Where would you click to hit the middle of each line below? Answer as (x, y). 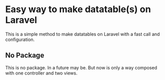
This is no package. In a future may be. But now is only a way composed (81, 67)
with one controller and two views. (42, 73)
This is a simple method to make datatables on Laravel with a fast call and (83, 34)
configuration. (20, 39)
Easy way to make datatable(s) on (78, 9)
